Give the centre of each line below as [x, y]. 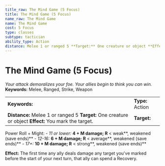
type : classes [20, 32]
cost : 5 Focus [20, 28]
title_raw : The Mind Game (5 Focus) [42, 10]
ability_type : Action [27, 42]
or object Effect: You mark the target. [50, 121]
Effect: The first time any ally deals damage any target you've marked [76, 153]
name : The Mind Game [26, 23]
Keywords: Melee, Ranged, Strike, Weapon [49, 89]
